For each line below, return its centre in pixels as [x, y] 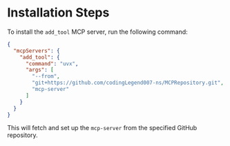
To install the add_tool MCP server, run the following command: [97, 32]
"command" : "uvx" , [52, 63]
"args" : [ [39, 70]
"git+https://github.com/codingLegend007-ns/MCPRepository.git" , [128, 83]
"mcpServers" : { [37, 51]
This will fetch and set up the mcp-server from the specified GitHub [102, 128]
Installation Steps [58, 13]
